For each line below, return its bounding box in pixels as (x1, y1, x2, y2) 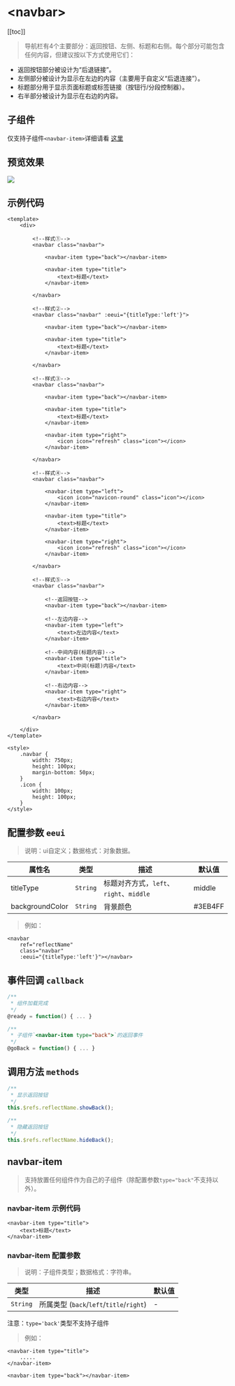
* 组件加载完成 (10, 999, 48, 1007)
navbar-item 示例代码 (7, 1203, 81, 1213)
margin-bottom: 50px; (32, 769, 96, 776)
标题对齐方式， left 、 (104, 878, 175, 888)
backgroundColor (10, 901, 69, 911)
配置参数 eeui (7, 827, 65, 838)
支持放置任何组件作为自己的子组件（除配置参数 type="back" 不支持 (24, 1176, 213, 1184)
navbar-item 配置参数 (7, 1250, 81, 1260)
